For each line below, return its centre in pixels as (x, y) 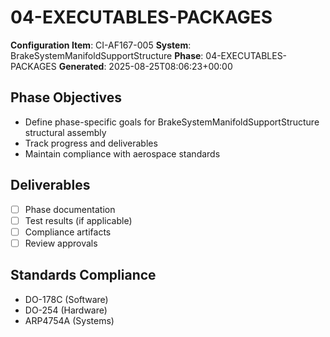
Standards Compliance (83, 275)
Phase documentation (70, 209)
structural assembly (65, 132)
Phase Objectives (66, 97)
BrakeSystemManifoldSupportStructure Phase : (107, 55)
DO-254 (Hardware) (66, 310)
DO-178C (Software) (66, 299)
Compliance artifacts (68, 232)
